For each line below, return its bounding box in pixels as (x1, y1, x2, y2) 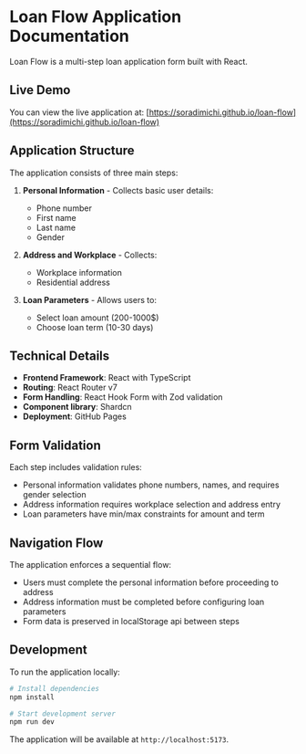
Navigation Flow (9, 535, 104, 550)
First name (36, 212, 76, 223)
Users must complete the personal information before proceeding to (22, 577, 280, 588)
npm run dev (9, 717, 55, 727)
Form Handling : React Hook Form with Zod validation (22, 392, 223, 403)
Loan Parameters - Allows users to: (22, 294, 158, 305)
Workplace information (36, 267, 123, 278)
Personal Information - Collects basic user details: (22, 184, 214, 195)
